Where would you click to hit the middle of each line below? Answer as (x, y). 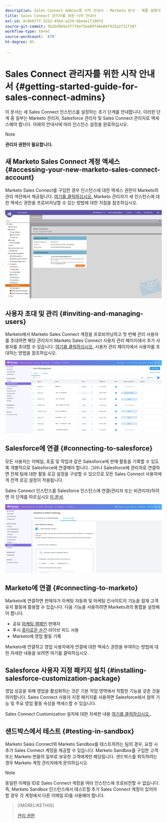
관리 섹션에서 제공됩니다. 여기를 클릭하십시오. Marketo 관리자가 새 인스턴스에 (80, 196)
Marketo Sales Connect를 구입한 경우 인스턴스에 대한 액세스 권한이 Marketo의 (82, 190)
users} (16, 322)
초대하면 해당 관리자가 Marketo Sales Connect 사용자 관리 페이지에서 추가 (83, 340)
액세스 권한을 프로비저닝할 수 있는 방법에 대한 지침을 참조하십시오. (74, 203)
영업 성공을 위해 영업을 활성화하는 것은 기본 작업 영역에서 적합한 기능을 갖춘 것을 (83, 691)
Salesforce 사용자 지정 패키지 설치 (55, 670)
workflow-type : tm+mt (28, 32)
